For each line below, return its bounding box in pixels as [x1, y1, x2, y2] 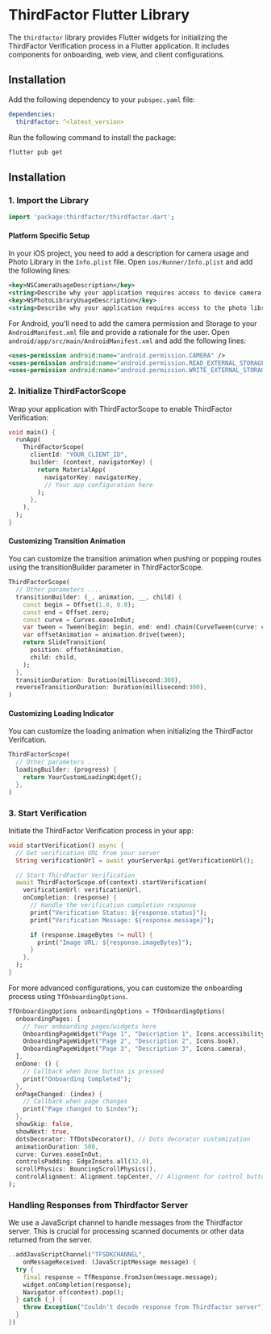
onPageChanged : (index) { [15, 1090, 103, 1098]
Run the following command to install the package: [8, 132, 177, 142]
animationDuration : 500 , [15, 1142, 99, 1150]
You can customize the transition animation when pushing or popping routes [8, 554, 262, 564]
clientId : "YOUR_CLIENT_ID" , [29, 451, 128, 459]
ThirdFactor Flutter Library [8, 6, 190, 24]
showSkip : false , [15, 1120, 74, 1129]
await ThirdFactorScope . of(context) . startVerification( [15, 879, 207, 887]
